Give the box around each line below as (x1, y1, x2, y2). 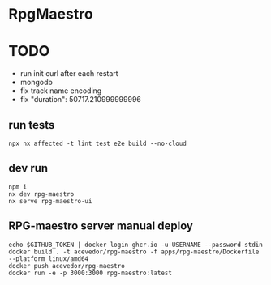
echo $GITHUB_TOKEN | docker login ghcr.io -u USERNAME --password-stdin (8, 240, 264, 249)
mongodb (19, 78, 53, 87)
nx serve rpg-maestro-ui (8, 197, 92, 205)
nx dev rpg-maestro (8, 189, 75, 198)
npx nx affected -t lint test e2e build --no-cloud (8, 139, 187, 147)
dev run (8, 161, 49, 175)
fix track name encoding (19, 86, 102, 96)
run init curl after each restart (19, 69, 119, 79)
